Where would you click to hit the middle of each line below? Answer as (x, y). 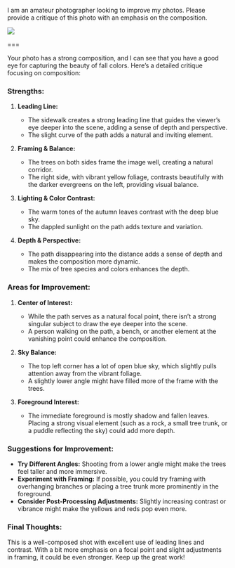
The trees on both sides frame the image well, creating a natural (120, 162)
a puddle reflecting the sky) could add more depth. (101, 430)
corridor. (40, 170)
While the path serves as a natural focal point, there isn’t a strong (122, 316)
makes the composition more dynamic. (84, 262)
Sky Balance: (37, 352)
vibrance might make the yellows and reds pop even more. (102, 508)
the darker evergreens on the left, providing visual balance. (113, 185)
